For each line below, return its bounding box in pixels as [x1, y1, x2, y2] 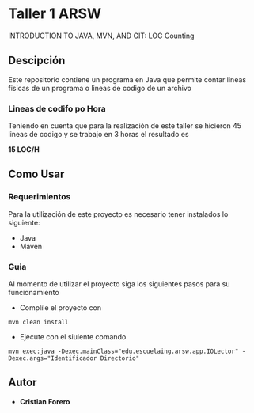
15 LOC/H [8, 145, 40, 154]
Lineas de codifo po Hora [8, 103, 107, 114]
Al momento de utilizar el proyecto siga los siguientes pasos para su [8, 279, 231, 289]
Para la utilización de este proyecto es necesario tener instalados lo [8, 209, 229, 218]
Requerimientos [8, 191, 71, 203]
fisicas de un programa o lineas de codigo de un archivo [8, 83, 192, 93]
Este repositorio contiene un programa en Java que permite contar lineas [8, 74, 247, 84]
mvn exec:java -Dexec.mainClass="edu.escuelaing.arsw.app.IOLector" [8, 347, 239, 356]
